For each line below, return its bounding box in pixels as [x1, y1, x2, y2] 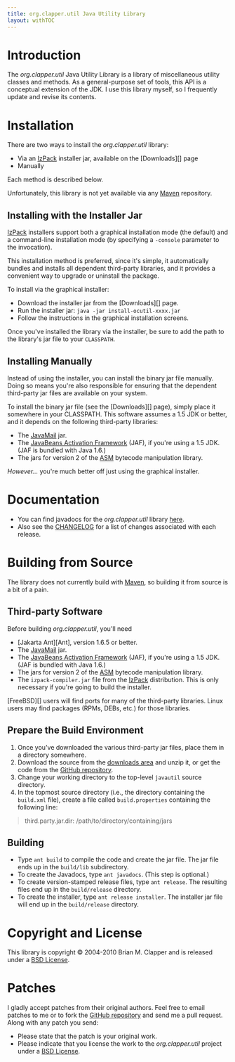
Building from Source [7, 555, 133, 570]
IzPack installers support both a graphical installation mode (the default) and [7, 228, 229, 236]
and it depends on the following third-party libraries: [7, 418, 159, 426]
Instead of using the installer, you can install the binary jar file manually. [7, 374, 214, 382]
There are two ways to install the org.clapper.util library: [7, 141, 169, 149]
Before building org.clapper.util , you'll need [7, 624, 132, 633]
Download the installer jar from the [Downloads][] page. [17, 299, 179, 307]
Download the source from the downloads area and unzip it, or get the [17, 757, 221, 767]
